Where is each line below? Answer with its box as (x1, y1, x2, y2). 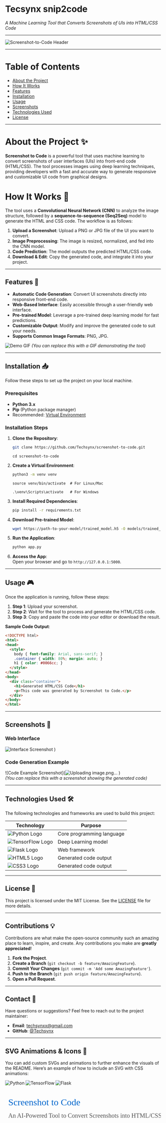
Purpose (81, 822, 101, 829)
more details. (5, 903, 32, 909)
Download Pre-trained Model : (12, 517, 75, 522)
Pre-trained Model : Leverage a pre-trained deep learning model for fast (12, 312, 159, 318)
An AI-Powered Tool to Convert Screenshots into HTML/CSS (8, 1112, 162, 1120)
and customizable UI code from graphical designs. (5, 174, 108, 180)
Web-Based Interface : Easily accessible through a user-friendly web (12, 301, 153, 307)
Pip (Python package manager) (12, 406, 77, 412)
